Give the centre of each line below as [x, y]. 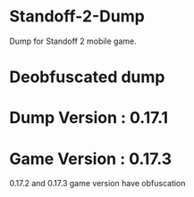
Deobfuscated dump [87, 77]
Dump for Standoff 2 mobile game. [73, 41]
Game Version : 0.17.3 [91, 159]
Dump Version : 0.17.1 [89, 118]
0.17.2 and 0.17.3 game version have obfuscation [97, 184]
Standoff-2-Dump [77, 16]
